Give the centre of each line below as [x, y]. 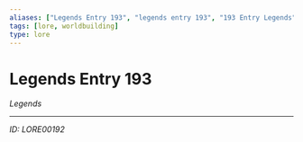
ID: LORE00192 [37, 129]
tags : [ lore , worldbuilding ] [64, 26]
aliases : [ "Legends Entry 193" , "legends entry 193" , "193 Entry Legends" [153, 18]
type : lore [30, 34]
